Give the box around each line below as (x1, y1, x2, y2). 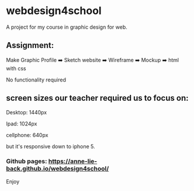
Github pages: (6, 157, 47, 165)
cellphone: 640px (6, 131, 49, 138)
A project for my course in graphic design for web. (6, 23, 127, 30)
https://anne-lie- (48, 157, 98, 165)
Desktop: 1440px (6, 108, 47, 115)
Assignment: (6, 40, 54, 50)
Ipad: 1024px (6, 120, 37, 127)
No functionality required (6, 76, 66, 83)
